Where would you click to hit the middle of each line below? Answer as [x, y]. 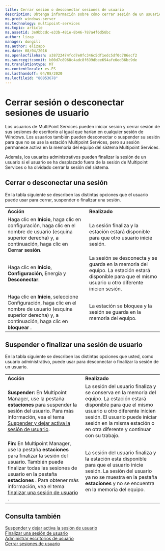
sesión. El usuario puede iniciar [121, 417]
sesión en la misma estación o [120, 423]
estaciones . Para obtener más [43, 480]
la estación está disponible [116, 459]
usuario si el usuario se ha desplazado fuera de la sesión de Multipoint [76, 162]
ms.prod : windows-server [30, 19]
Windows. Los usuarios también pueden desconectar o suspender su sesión [82, 137]
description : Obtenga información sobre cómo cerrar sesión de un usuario [83, 14]
